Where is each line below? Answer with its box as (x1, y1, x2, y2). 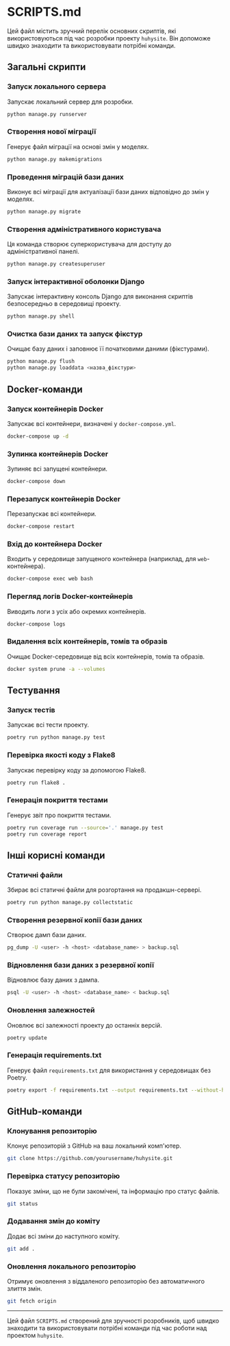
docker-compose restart (7, 523, 75, 530)
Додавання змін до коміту (7, 1216, 101, 1226)
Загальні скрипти (7, 61, 86, 73)
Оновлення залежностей (7, 1006, 95, 1015)
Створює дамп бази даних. (7, 931, 87, 939)
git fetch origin (7, 1297, 57, 1304)
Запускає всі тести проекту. (7, 721, 90, 729)
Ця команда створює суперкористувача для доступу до (7, 240, 172, 248)
